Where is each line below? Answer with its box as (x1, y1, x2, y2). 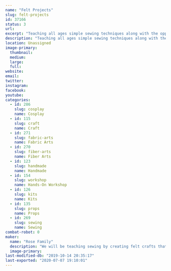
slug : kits (14, 192, 38, 197)
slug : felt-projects (5, 12, 49, 17)
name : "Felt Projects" (5, 7, 53, 13)
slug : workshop (14, 177, 47, 183)
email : (5, 74, 19, 79)
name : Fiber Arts (14, 154, 51, 159)
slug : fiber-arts (14, 149, 51, 155)
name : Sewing (14, 225, 42, 230)
